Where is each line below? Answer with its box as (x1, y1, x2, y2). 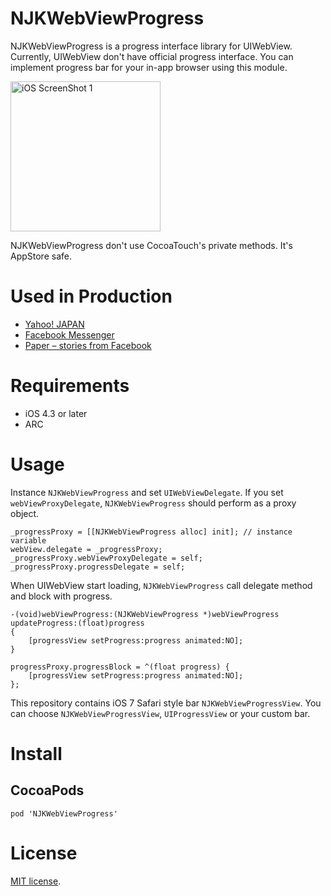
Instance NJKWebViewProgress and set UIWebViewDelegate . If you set (10, 486, 284, 498)
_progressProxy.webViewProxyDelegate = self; (10, 553, 203, 563)
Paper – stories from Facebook (24, 339, 152, 351)
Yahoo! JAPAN (24, 318, 85, 330)
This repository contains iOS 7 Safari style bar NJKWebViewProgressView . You (10, 697, 322, 709)
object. (10, 507, 40, 519)
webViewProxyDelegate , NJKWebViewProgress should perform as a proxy (10, 497, 297, 509)
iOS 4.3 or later (24, 407, 88, 419)
